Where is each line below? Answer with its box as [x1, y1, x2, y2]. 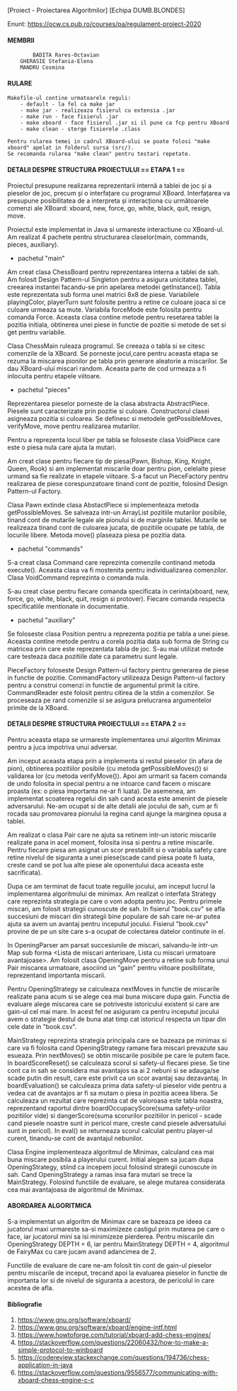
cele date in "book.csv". [7, 1022, 77, 1030]
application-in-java [17, 1361, 73, 1370]
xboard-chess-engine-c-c [17, 1376, 94, 1385]
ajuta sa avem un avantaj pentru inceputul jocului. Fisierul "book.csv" [7, 919, 209, 928]
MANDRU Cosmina [20, 64, 65, 72]
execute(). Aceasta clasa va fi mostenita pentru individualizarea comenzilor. [7, 565, 228, 574]
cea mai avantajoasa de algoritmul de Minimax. [7, 1185, 144, 1193]
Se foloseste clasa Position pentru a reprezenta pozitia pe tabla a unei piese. [7, 629, 230, 638]
